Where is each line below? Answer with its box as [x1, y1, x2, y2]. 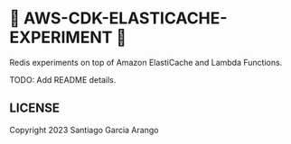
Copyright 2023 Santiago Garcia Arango [9, 124, 159, 135]
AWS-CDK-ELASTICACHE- [23, 8, 228, 29]
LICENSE [9, 101, 61, 116]
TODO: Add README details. [9, 74, 117, 85]
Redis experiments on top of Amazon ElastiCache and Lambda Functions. [9, 57, 283, 67]
